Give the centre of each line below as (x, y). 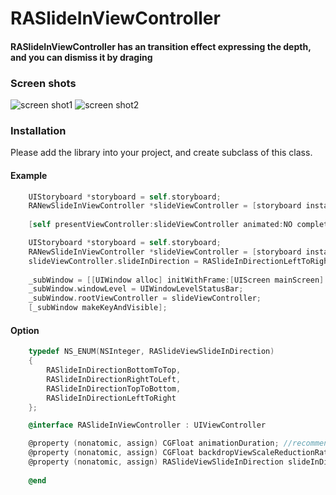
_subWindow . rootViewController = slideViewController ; (145, 298)
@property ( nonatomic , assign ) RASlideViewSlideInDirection (156, 462)
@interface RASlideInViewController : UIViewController (147, 425)
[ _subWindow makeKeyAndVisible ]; (98, 308)
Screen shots (43, 83)
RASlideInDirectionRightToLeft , (114, 379)
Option (25, 330)
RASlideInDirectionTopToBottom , (114, 388)
